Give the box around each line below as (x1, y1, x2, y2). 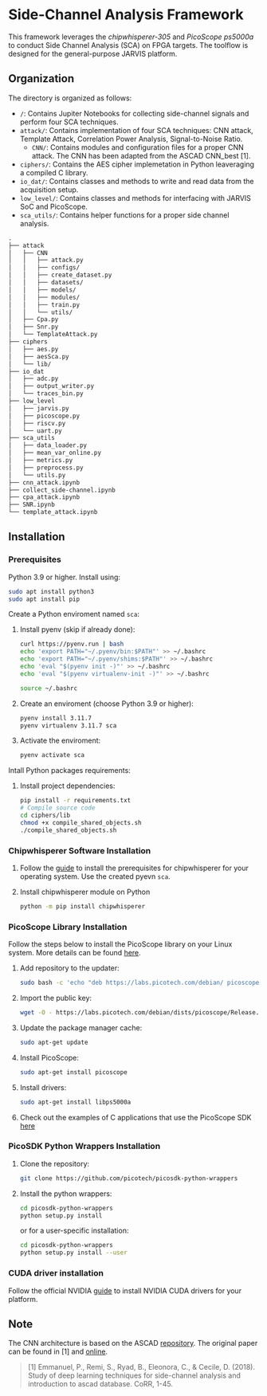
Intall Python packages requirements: (8, 766, 132, 775)
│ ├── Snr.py (8, 323, 59, 331)
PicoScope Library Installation (8, 921, 128, 932)
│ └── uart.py (8, 426, 62, 435)
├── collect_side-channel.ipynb (8, 486, 116, 494)
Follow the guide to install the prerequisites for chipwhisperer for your (19, 863, 249, 872)
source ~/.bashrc (19, 684, 78, 692)
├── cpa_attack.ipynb (8, 493, 80, 501)
